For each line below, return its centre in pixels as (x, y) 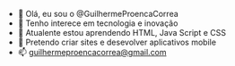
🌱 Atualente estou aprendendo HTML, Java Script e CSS (122, 33)
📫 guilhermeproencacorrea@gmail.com (92, 52)
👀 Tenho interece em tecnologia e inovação (98, 23)
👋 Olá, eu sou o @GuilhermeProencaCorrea (98, 14)
